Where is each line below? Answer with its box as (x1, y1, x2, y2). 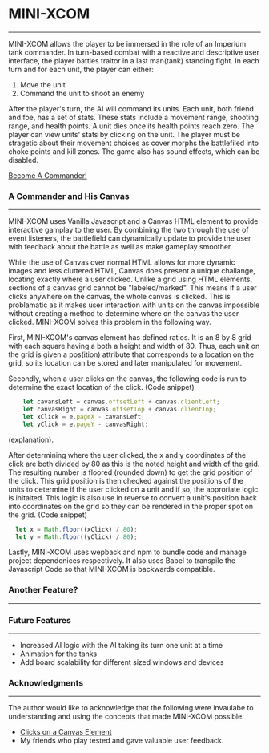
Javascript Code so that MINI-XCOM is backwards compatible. (8, 565, 215, 574)
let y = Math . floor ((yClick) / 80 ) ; (15, 532, 138, 541)
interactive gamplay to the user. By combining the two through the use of (8, 225, 250, 235)
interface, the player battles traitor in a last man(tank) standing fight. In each (8, 55, 259, 65)
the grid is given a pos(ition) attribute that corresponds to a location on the (8, 350, 255, 359)
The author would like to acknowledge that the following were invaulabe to (8, 703, 254, 713)
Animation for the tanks (19, 649, 98, 658)
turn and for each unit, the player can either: (8, 64, 155, 74)
